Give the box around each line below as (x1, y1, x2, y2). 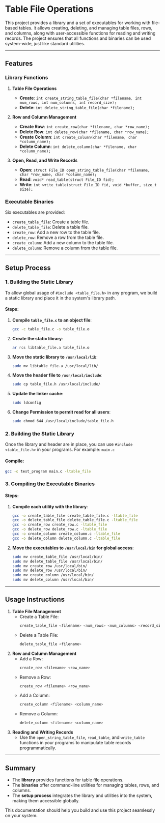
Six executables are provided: (5, 209, 65, 215)
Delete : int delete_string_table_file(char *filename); (19, 104, 135, 110)
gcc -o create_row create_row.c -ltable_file (12, 522, 107, 527)
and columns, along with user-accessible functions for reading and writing (5, 30, 156, 36)
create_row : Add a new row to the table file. (12, 229, 100, 235)
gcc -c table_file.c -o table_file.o (12, 326, 90, 331)
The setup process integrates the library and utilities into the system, (12, 793, 153, 798)
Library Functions (5, 74, 48, 81)
